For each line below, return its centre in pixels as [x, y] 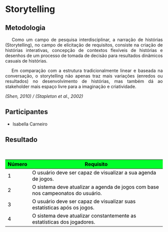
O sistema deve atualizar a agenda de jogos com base [95, 187]
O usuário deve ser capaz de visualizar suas [84, 201]
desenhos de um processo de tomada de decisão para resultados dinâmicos [84, 55]
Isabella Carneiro [30, 124]
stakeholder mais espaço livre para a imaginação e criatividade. [71, 86]
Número [17, 164]
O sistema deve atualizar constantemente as [84, 215]
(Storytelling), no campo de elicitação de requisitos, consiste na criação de [84, 45]
